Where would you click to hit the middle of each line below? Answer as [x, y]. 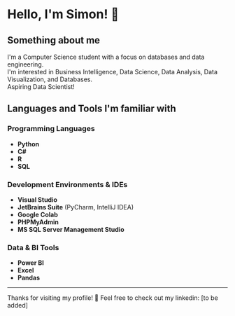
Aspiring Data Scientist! [41, 87]
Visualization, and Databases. [50, 79]
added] [17, 305]
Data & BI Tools [33, 247]
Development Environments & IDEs [67, 184]
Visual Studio [37, 200]
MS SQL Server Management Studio [71, 229]
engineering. [26, 64]
